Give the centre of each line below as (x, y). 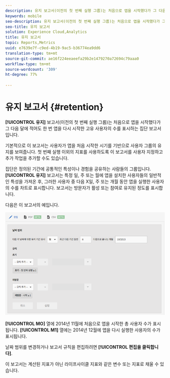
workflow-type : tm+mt (28, 64)
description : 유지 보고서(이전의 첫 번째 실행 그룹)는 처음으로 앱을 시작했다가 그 (81, 11)
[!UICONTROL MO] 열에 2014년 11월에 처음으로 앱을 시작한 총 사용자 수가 (78, 324)
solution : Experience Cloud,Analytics (46, 32)
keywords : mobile (24, 16)
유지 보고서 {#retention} (54, 107)
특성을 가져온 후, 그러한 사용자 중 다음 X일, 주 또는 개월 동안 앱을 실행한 (80, 181)
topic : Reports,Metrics (30, 43)
